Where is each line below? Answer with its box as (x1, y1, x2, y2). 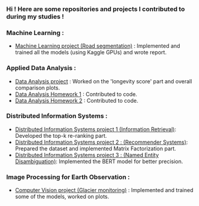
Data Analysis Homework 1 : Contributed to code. (14, 90, 137, 98)
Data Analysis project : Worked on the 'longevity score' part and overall (14, 77, 192, 85)
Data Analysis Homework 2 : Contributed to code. (14, 97, 139, 104)
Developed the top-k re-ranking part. (14, 132, 107, 139)
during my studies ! (6, 12, 65, 21)
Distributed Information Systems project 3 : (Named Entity (14, 151, 159, 158)
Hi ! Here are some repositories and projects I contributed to (6, 5, 185, 13)
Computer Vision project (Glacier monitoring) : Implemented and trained (14, 187, 194, 194)
